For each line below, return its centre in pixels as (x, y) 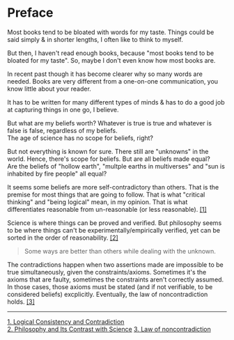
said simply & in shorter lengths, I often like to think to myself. (95, 39)
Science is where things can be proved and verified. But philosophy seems (115, 223)
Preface (30, 13)
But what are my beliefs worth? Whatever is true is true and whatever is (110, 123)
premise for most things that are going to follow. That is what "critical (106, 194)
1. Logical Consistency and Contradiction (66, 321)
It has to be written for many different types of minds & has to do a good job (116, 102)
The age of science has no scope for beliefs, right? (80, 138)
